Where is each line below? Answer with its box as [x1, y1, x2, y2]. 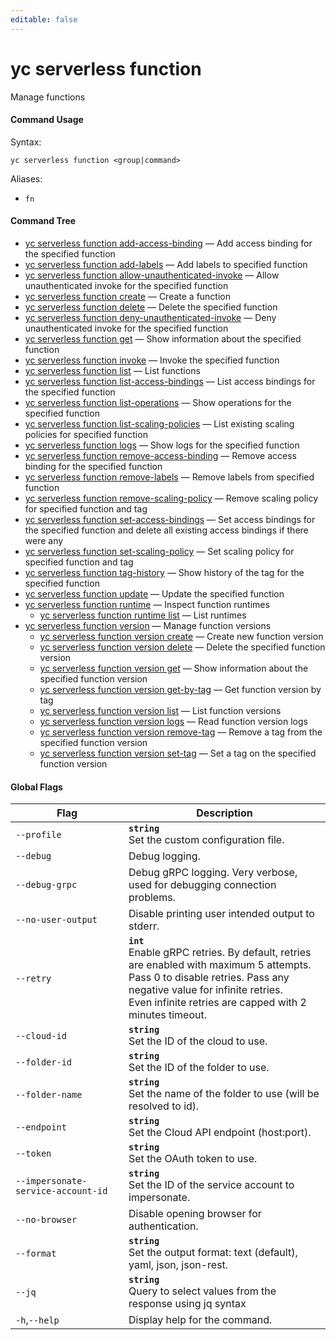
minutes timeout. [128, 1008, 207, 1022]
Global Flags [10, 781, 63, 793]
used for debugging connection [128, 878, 277, 892]
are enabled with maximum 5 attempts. [128, 958, 312, 972]
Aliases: [10, 172, 43, 185]
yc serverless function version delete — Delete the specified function [39, 641, 326, 653]
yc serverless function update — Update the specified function [24, 587, 285, 600]
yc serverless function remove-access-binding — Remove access [24, 449, 297, 461]
